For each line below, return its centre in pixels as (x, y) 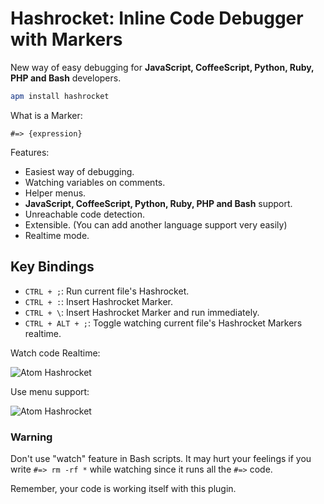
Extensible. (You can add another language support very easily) (156, 224)
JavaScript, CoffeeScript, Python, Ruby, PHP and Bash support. (158, 203)
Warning (31, 437)
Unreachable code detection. (84, 214)
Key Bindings (52, 267)
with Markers (66, 39)
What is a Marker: (46, 115)
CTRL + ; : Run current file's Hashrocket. (107, 291)
